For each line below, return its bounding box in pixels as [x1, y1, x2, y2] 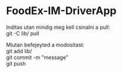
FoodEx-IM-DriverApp [6, 4, 117, 18]
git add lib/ [6, 47, 32, 54]
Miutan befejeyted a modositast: [6, 41, 84, 48]
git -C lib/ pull [6, 29, 39, 36]
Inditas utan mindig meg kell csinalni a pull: [6, 24, 110, 31]
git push [6, 60, 27, 67]
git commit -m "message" [6, 54, 69, 61]
